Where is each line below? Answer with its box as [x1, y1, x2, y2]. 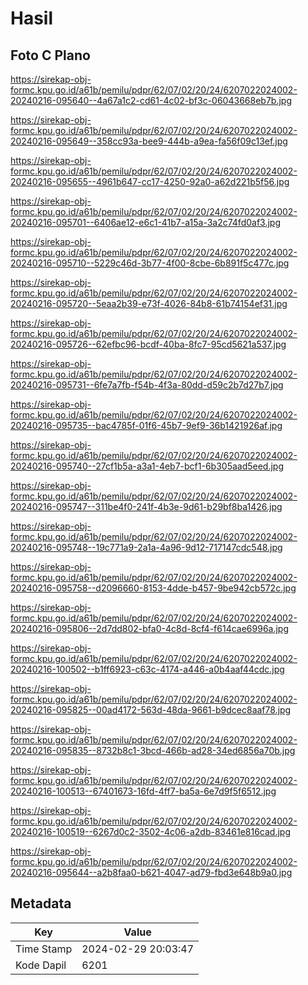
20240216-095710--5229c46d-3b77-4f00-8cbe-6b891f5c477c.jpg [10, 257, 290, 269]
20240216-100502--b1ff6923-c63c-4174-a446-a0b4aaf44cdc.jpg [10, 663, 285, 675]
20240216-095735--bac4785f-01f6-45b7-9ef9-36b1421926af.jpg [10, 420, 283, 431]
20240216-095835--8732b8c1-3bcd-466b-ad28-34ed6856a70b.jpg [10, 745, 296, 756]
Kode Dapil [15, 958, 67, 972]
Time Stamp [15, 942, 73, 956]
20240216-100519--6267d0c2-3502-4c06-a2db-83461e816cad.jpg [10, 826, 291, 837]
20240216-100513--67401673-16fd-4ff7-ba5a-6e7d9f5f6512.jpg [10, 785, 277, 797]
